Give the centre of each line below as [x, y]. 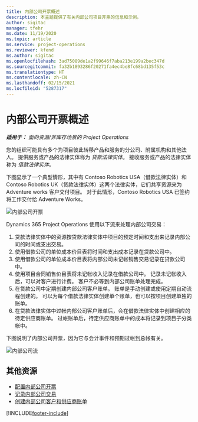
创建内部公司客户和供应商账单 [51, 401]
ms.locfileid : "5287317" [37, 89]
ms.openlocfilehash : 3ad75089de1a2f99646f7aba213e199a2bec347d [85, 61]
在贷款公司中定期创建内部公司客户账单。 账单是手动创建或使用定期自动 [100, 288]
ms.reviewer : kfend [30, 50]
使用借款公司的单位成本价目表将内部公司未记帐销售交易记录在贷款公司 [100, 259]
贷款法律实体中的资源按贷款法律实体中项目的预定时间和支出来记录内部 [100, 236]
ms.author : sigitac [30, 56]
